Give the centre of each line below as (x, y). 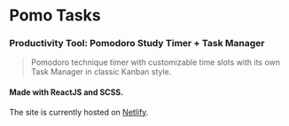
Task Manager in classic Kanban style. (101, 72)
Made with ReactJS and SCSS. (66, 92)
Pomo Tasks (55, 16)
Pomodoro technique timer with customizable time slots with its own (156, 62)
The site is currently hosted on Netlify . (79, 112)
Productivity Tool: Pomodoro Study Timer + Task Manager (137, 43)
